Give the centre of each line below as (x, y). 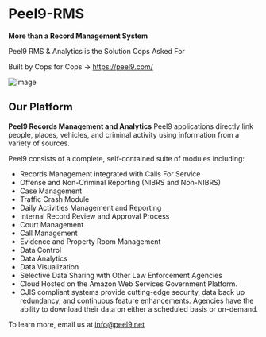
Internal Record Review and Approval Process (94, 216)
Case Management (51, 191)
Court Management (52, 224)
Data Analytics (43, 258)
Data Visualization (49, 266)
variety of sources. (39, 143)
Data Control (40, 250)
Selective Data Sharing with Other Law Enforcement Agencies (121, 275)
